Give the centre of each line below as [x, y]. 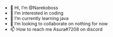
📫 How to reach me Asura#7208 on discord [56, 29]
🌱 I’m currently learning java [39, 18]
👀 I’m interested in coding [37, 13]
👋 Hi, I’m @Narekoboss [34, 8]
